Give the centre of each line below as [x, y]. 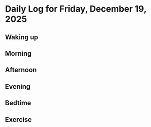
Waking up [22, 37]
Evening [18, 87]
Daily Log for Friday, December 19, [76, 9]
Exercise [19, 119]
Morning [18, 54]
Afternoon [21, 70]
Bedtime [18, 103]
